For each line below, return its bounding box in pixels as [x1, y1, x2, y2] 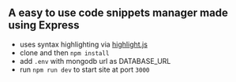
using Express [8, 19, 81, 32]
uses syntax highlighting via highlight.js [19, 39, 148, 49]
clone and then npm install [19, 47, 110, 58]
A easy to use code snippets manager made [8, 6, 229, 20]
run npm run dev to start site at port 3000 [19, 65, 150, 74]
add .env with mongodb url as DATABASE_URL [19, 56, 171, 65]
